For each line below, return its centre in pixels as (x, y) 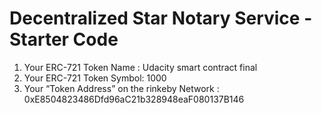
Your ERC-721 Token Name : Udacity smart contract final (140, 67)
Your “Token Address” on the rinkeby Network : (121, 88)
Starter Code (64, 39)
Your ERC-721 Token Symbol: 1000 (95, 78)
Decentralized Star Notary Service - (161, 18)
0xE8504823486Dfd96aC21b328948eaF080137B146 (134, 99)
